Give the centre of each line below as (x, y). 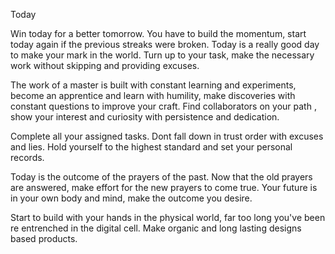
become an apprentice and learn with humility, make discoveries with (153, 95)
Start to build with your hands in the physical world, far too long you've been (168, 217)
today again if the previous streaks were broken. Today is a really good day (165, 44)
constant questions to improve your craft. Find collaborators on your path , (163, 106)
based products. (44, 238)
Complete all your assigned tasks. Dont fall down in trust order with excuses (167, 136)
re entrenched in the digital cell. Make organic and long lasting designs (156, 228)
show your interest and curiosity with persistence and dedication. (145, 117)
